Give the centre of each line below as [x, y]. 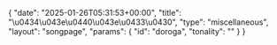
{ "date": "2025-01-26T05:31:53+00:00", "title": [95, 13]
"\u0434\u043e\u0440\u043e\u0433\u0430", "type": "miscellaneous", [138, 22]
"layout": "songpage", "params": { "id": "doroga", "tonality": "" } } [127, 31]
